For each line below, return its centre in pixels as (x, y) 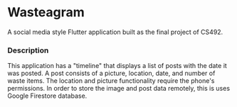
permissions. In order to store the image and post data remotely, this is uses (118, 89)
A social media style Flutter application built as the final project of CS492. (115, 32)
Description (28, 50)
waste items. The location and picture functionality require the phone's (111, 81)
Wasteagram (46, 12)
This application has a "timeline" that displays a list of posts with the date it (117, 66)
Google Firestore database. (47, 96)
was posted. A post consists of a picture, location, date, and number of (111, 73)
